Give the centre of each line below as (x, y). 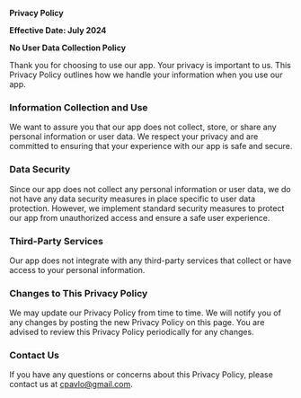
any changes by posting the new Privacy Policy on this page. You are (137, 323)
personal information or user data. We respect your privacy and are (134, 137)
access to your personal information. (77, 270)
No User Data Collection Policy (68, 48)
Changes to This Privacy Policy (79, 293)
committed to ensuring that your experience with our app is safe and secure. (151, 146)
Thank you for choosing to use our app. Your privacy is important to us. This (150, 65)
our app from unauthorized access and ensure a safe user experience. (140, 217)
